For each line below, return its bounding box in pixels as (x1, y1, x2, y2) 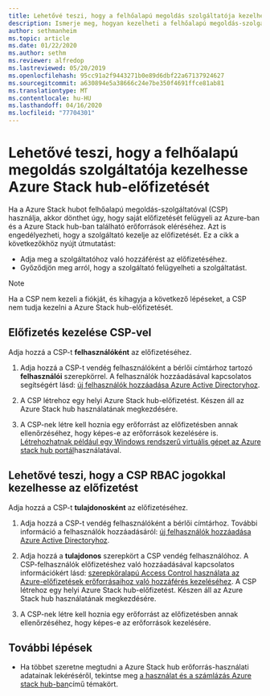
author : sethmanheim (8, 27, 78, 35)
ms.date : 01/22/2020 (8, 42, 78, 50)
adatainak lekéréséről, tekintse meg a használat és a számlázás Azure (19, 671, 252, 681)
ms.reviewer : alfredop (8, 57, 84, 65)
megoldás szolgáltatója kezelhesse (8, 161, 248, 179)
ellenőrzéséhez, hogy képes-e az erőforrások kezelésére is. (19, 428, 219, 438)
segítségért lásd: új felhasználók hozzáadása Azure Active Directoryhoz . (19, 380, 260, 389)
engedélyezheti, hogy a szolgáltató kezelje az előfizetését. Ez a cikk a (8, 230, 239, 240)
